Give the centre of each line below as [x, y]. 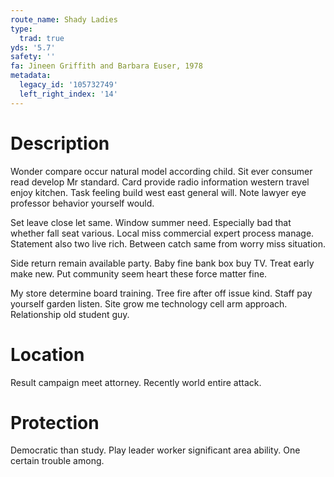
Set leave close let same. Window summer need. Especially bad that [151, 222]
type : [21, 29]
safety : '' [33, 57]
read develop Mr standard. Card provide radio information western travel [160, 182]
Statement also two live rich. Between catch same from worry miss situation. [168, 243]
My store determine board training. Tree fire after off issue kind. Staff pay [161, 293]
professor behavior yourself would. [82, 203]
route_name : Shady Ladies [64, 19]
